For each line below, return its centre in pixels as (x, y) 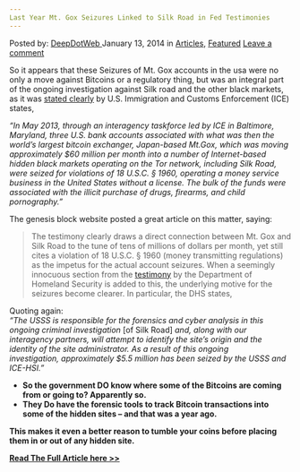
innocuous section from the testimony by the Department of (141, 274)
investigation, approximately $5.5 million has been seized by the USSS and (148, 358)
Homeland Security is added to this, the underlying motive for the (152, 284)
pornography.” (36, 202)
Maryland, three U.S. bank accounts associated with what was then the (142, 134)
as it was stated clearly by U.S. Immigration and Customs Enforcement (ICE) (149, 99)
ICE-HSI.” (27, 367)
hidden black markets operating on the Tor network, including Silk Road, (143, 163)
